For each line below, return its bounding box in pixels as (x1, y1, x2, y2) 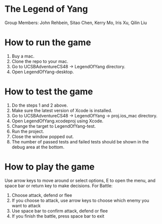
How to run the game (4, 37, 92, 48)
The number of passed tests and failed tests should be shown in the (11, 139, 149, 144)
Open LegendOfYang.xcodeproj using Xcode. (11, 118, 104, 124)
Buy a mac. (11, 53, 35, 59)
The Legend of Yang (4, 3, 88, 15)
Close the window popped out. (11, 134, 74, 140)
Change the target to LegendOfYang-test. (11, 123, 96, 129)
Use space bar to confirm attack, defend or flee (11, 208, 108, 214)
